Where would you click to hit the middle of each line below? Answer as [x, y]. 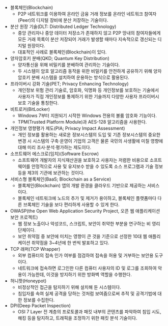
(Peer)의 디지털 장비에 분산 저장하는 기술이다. [63, 20]
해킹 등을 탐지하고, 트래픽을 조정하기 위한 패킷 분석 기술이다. [77, 318]
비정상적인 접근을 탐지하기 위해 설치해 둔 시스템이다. [69, 287]
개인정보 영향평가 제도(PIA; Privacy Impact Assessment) [67, 128]
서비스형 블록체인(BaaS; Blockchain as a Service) [61, 179]
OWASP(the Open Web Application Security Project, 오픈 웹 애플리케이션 [85, 211]
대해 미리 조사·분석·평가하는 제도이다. [54, 147]
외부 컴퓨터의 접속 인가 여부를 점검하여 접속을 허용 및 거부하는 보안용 [86, 255]
